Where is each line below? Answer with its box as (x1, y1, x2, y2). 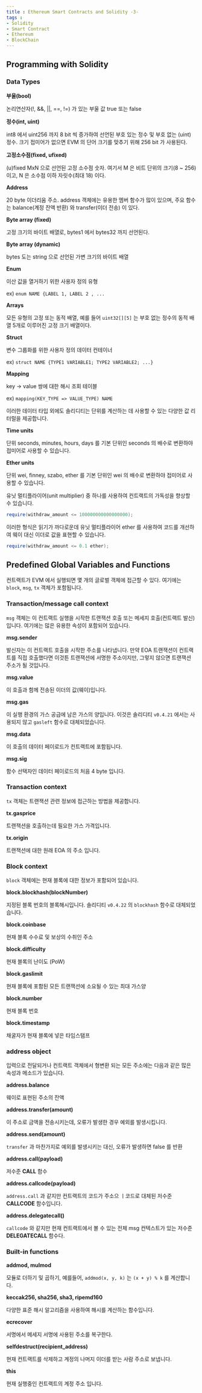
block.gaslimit (6, 970, 43, 978)
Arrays (6, 301, 24, 309)
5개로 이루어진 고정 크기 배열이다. (12, 322, 92, 329)
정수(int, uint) (6, 117, 40, 125)
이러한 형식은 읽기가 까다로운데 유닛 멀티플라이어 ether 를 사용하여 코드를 (6, 523, 179, 531)
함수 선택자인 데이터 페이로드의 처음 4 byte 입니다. (6, 767, 125, 775)
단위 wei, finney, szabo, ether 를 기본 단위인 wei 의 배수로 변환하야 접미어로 (6, 471, 187, 478)
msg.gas (6, 698, 29, 706)
